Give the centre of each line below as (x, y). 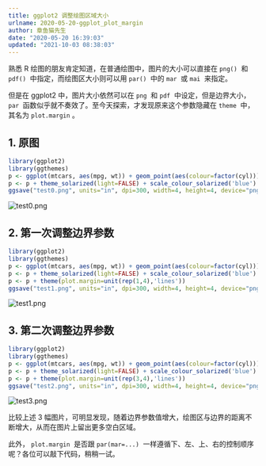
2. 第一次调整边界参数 (61, 233)
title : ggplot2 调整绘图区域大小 (59, 15)
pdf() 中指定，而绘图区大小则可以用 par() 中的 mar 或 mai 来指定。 (120, 78)
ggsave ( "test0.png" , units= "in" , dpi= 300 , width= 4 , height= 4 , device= (127, 191)
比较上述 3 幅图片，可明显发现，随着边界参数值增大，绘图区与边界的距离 (127, 418)
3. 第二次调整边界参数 (61, 330)
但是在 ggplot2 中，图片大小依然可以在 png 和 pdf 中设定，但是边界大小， (129, 95)
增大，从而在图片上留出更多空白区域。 (77, 427)
